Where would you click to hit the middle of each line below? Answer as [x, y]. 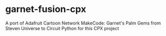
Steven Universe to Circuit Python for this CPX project [62, 28]
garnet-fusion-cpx [46, 9]
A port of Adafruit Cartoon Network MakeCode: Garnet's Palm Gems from [83, 23]
